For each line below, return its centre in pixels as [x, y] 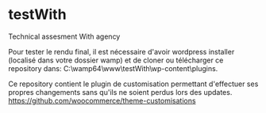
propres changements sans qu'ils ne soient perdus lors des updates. [120, 92]
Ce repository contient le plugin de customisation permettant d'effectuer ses [133, 84]
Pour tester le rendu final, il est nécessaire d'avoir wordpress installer [121, 51]
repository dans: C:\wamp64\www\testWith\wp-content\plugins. [113, 68]
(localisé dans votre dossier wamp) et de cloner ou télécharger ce [116, 60]
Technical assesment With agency [64, 36]
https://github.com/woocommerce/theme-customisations [102, 100]
